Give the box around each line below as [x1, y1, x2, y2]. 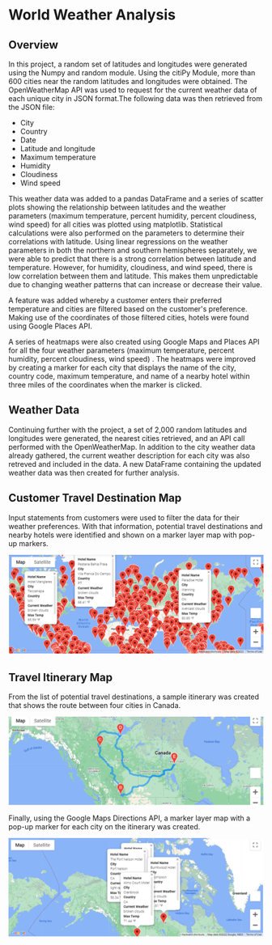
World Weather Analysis [8, 6, 176, 24]
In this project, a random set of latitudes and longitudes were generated [8, 59, 248, 69]
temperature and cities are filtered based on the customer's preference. [8, 304, 248, 313]
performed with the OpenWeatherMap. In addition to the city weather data [8, 442, 256, 451]
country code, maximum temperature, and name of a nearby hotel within [8, 371, 251, 381]
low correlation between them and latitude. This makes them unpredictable [8, 271, 258, 281]
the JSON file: [8, 103, 55, 112]
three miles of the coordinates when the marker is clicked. [8, 380, 202, 389]
